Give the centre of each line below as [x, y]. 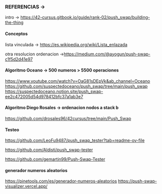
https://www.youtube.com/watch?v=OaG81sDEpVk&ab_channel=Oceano [78, 81]
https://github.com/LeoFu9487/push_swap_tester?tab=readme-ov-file [75, 141]
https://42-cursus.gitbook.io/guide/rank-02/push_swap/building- [85, 18]
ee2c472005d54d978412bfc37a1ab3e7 [44, 96]
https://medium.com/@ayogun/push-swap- [107, 54]
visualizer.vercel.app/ [26, 186]
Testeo [12, 129]
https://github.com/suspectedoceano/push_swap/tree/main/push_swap [76, 86]
